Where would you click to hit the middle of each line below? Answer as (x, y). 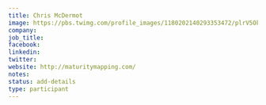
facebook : (25, 45)
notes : (19, 74)
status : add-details (42, 81)
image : (19, 23)
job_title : (26, 37)
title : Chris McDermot (46, 15)
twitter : (23, 60)
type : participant (38, 89)
